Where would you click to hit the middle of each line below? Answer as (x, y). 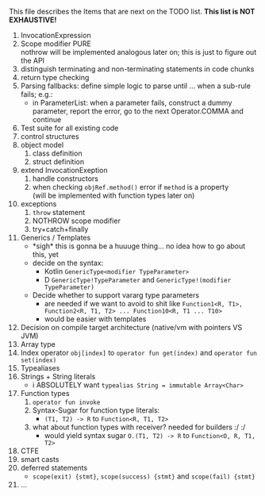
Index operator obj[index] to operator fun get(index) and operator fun (138, 353)
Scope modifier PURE (56, 44)
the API (33, 60)
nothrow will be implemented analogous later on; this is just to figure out (138, 52)
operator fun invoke (66, 402)
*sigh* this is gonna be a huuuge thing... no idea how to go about (139, 246)
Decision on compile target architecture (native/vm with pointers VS (131, 327)
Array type (38, 344)
